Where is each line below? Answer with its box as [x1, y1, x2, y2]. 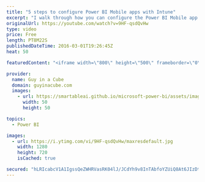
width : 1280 [17, 144, 48, 150]
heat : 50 [6, 49, 29, 55]
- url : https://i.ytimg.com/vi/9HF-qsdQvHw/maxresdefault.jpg [12, 138, 173, 144]
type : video [6, 26, 37, 32]
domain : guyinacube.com [12, 82, 72, 89]
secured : [6, 166, 29, 172]
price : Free [6, 32, 37, 38]
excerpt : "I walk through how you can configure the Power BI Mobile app [6, 15, 198, 21]
